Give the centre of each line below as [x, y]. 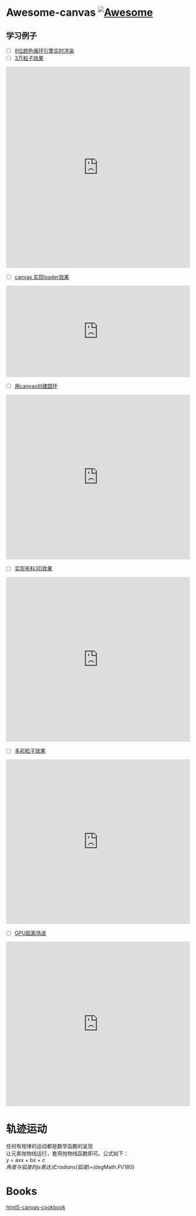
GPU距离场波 [30, 933]
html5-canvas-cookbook [36, 1207]
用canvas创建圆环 [36, 386]
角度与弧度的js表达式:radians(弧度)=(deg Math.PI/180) [70, 1167]
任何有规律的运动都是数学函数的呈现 [50, 1146]
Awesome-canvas [51, 13]
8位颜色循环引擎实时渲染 [44, 51]
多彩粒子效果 [30, 751]
